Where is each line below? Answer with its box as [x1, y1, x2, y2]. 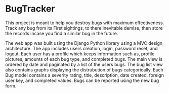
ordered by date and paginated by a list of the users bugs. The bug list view [5, 61, 163, 67]
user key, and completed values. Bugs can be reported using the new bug [5, 77, 159, 83]
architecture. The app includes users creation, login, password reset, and [5, 45, 158, 51]
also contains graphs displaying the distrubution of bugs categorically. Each [5, 66, 163, 73]
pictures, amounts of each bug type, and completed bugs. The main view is [5, 56, 163, 62]
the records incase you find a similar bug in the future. [5, 30, 118, 36]
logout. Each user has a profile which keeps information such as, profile [5, 51, 155, 57]
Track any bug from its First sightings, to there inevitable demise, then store [5, 25, 163, 31]
